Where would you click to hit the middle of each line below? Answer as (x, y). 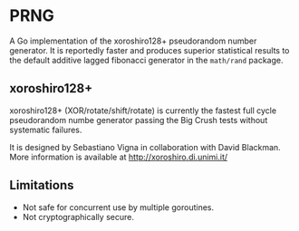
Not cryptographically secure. (78, 217)
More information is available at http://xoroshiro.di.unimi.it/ (119, 157)
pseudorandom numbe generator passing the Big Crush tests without (139, 120)
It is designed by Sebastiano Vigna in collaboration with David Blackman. (145, 147)
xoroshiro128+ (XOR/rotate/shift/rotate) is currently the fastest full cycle (143, 111)
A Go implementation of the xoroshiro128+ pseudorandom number (133, 41)
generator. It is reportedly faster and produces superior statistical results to (149, 50)
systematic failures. (46, 130)
